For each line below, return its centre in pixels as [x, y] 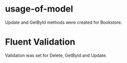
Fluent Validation [40, 42]
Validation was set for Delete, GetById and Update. [56, 55]
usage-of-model [39, 9]
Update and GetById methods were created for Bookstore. [64, 22]
